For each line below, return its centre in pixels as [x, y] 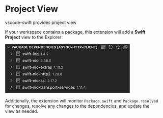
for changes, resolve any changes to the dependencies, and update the [77, 106]
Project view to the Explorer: [34, 37]
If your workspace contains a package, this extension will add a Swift [75, 32]
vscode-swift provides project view [41, 22]
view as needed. [22, 111]
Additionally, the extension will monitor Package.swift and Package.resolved [81, 100]
